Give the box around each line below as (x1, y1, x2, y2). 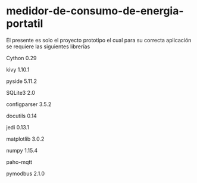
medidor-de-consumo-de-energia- (6, 4, 184, 18)
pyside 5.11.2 (6, 77, 37, 85)
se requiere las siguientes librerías (6, 43, 90, 50)
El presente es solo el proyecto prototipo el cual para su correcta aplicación (6, 36, 192, 44)
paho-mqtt (6, 158, 33, 165)
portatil (6, 17, 43, 30)
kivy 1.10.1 (6, 66, 30, 73)
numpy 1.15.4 (6, 147, 38, 154)
